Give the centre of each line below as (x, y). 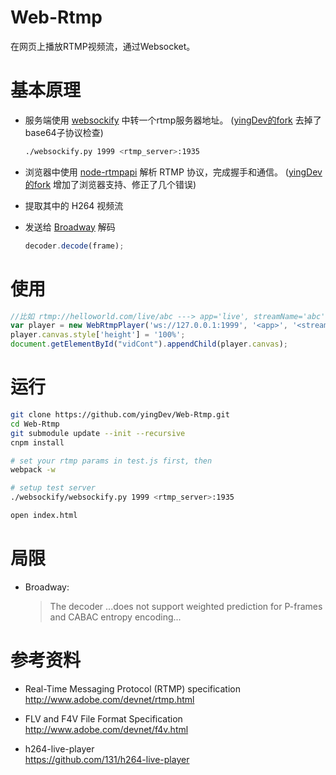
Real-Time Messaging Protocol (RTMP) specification (133, 688)
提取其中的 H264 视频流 (74, 205)
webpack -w (33, 470)
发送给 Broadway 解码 (70, 227)
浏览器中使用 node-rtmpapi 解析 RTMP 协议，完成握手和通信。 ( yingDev (173, 172)
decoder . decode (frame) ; (74, 246)
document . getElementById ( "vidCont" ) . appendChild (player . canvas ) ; (149, 344)
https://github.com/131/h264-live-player (107, 759)
